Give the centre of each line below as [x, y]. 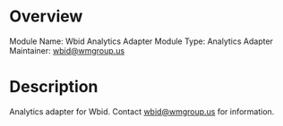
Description [54, 87]
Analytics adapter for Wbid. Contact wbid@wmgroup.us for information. [142, 111]
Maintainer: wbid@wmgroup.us [67, 50]
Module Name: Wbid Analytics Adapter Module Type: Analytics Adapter [141, 41]
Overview [46, 17]
